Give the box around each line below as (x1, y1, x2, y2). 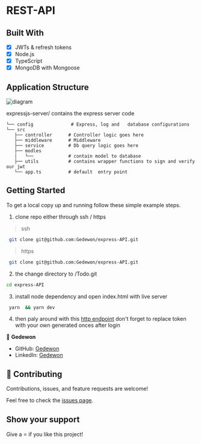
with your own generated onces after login (14, 321, 120, 329)
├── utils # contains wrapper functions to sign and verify (14, 158, 196, 165)
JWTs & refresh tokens (14, 43, 72, 51)
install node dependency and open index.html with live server (14, 292, 168, 300)
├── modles (14, 148, 42, 154)
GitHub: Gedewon (14, 345, 60, 352)
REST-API (6, 4, 55, 18)
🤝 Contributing (6, 369, 63, 379)
